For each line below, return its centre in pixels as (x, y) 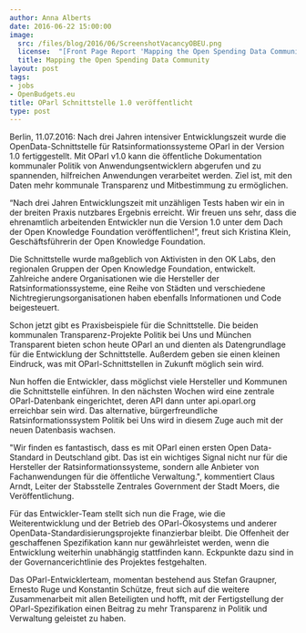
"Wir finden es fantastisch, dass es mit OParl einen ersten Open (129, 448)
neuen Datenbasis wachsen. (63, 430)
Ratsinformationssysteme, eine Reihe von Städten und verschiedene (138, 289)
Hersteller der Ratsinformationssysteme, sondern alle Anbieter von (134, 467)
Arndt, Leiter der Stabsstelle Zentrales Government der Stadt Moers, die (145, 486)
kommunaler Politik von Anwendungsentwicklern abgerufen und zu (135, 166)
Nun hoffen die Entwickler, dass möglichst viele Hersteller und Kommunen (148, 382)
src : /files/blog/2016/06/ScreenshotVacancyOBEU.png (120, 43)
